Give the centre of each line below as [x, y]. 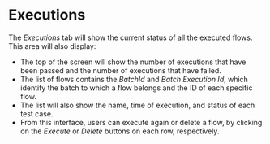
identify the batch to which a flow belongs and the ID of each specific [136, 88]
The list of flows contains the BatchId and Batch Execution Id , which [134, 79]
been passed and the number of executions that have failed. [120, 70]
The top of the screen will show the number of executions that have [133, 62]
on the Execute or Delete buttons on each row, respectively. [120, 131]
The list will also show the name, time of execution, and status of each [137, 105]
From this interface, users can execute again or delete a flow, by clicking [141, 122]
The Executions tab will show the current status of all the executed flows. [131, 37]
